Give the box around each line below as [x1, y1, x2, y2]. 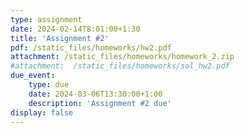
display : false [10, 107, 74, 118]
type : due [28, 80, 70, 90]
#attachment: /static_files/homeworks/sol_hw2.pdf [10, 61, 230, 71]
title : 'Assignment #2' [10, 33, 110, 43]
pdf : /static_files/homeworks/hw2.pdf [10, 42, 172, 53]
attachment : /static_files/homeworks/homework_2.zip [10, 52, 235, 62]
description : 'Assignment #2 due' [28, 98, 172, 108]
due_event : [10, 71, 56, 81]
